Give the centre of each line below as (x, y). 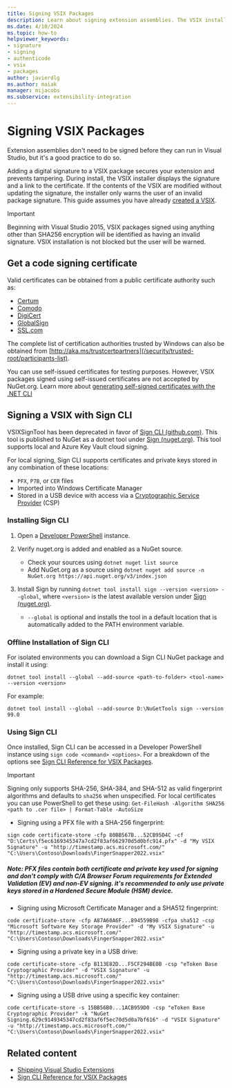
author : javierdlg (33, 78)
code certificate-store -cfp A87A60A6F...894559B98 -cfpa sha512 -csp (111, 921)
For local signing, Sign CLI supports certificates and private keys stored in (112, 460)
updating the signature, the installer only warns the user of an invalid (105, 193)
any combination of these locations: (58, 467)
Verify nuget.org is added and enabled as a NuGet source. (100, 549)
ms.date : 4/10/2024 (35, 26)
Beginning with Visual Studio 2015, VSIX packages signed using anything (111, 227)
